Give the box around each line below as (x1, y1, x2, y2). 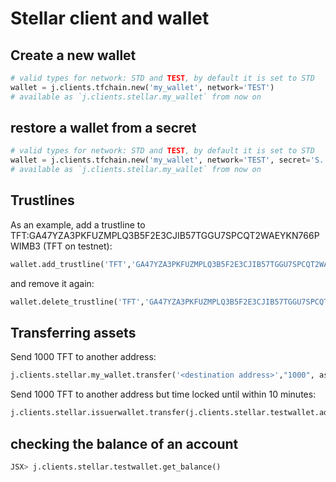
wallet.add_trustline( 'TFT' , (10, 259, 132, 269)
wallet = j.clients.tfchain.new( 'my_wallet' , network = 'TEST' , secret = (10, 155, 311, 166)
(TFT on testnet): (42, 240, 113, 252)
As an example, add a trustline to (10, 218, 146, 231)
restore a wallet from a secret (10, 120, 197, 137)
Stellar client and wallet (10, 7, 210, 30)
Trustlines (10, 192, 75, 209)
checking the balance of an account (10, 435, 239, 452)
